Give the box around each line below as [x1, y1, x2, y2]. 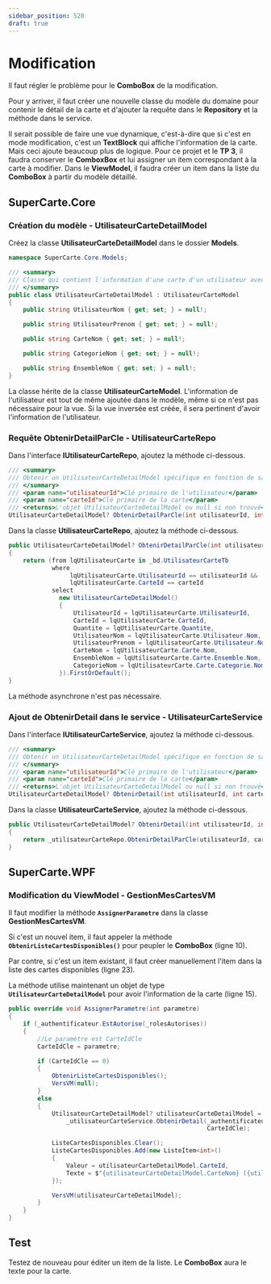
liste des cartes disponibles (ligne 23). [8, 965, 135, 975]
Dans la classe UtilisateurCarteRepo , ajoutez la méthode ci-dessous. [8, 526, 240, 535]
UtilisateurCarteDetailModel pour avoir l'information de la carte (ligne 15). [8, 989, 257, 999]
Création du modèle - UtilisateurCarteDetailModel [8, 220, 207, 231]
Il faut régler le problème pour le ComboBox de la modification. [8, 81, 219, 90]
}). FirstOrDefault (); [59, 669, 131, 677]
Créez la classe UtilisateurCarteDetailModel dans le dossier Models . [8, 238, 240, 248]
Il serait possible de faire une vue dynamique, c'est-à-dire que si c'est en [8, 129, 252, 139]
